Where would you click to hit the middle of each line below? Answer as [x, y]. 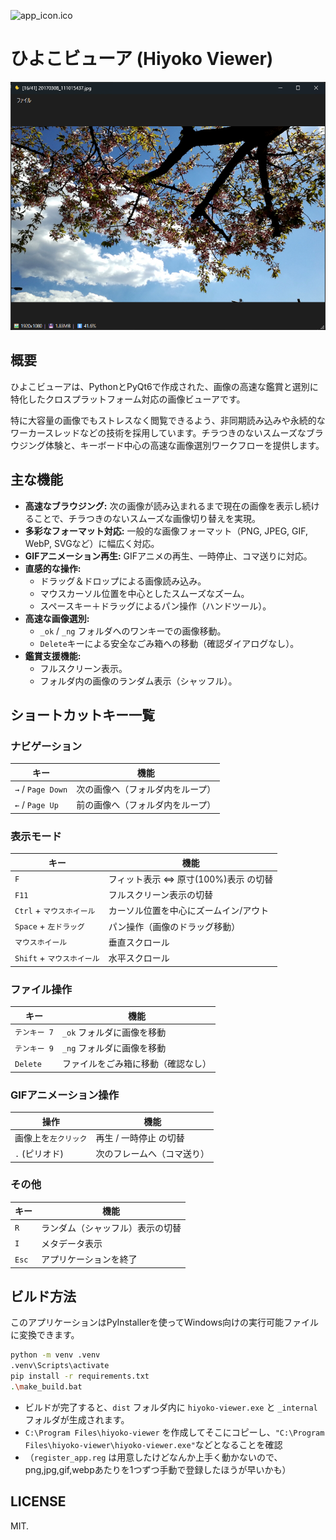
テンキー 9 [34, 1048]
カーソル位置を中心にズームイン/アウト [189, 911]
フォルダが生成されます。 [77, 1419]
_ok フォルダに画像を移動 [114, 1032]
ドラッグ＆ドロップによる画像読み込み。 [123, 581]
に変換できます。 [45, 1335]
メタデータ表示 [72, 1243]
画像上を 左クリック [51, 1137]
